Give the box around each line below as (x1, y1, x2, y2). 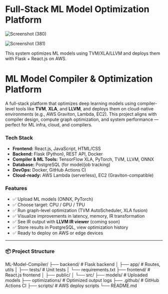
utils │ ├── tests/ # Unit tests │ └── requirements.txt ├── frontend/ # (5, 266, 150, 272)
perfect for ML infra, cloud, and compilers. (5, 121, 92, 127)
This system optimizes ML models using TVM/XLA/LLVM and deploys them (5, 50, 160, 56)
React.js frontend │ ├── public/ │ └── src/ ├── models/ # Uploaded (5, 272, 148, 278)
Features (5, 185, 27, 192)
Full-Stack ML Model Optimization (5, 4, 149, 15)
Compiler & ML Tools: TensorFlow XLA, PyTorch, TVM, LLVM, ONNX (12, 157, 154, 163)
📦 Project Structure (5, 248, 55, 255)
